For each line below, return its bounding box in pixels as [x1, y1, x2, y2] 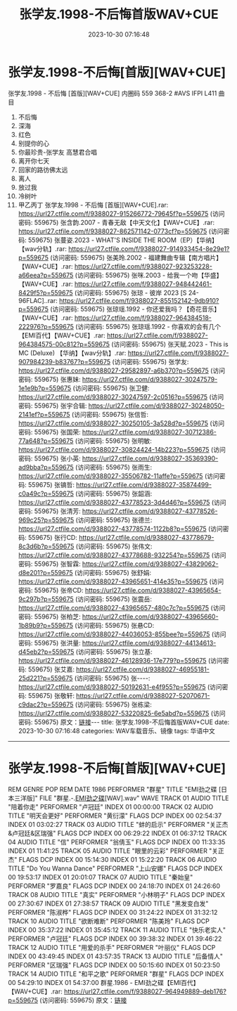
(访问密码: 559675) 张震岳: [75, 595, 153, 603]
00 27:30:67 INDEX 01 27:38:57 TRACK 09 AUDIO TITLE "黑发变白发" [8, 899, 209, 908]
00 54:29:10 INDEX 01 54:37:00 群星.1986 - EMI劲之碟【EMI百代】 [8, 978, 200, 986]
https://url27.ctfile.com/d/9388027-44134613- [82, 638, 217, 647]
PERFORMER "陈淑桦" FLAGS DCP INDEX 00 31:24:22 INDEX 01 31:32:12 [8, 908, 218, 916]
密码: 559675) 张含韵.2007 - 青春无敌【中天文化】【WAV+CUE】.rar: [18, 218, 215, 226]
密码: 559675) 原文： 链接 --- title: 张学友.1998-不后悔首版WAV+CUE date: [18, 718, 230, 726]
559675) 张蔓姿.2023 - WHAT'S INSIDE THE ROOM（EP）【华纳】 [27, 236, 219, 244]
